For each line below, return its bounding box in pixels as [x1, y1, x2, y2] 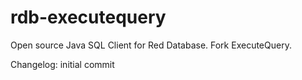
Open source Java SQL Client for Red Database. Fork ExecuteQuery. [10, 39, 292, 51]
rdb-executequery [10, 6, 167, 29]
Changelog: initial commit [10, 58, 115, 70]
